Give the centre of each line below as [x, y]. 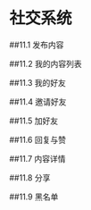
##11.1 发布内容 [37, 45]
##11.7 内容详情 [37, 158]
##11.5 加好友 [34, 121]
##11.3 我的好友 [38, 82]
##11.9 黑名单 [34, 197]
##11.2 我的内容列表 [45, 63]
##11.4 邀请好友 [38, 101]
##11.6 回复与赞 [38, 139]
